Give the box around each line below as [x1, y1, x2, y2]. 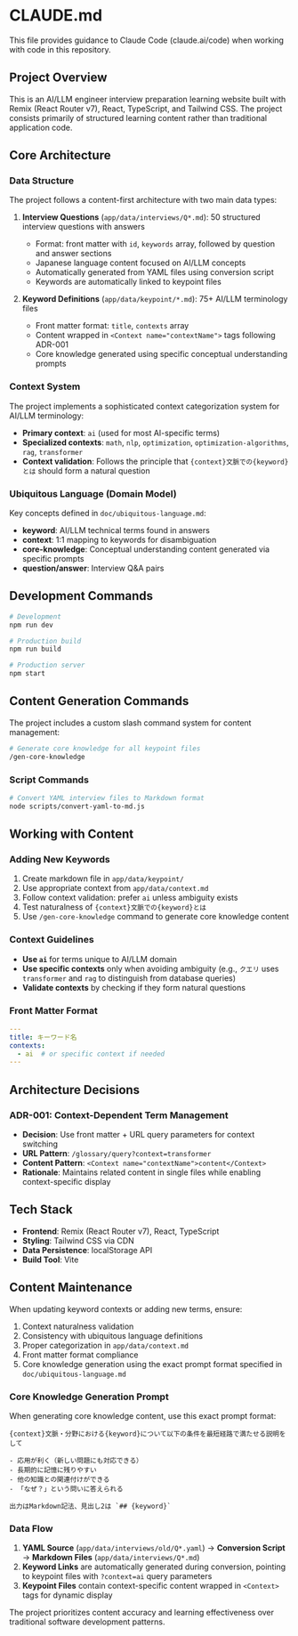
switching [21, 1138, 59, 1149]
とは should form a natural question [21, 465, 150, 476]
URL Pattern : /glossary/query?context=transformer [21, 1148, 212, 1159]
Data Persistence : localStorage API [21, 1244, 153, 1255]
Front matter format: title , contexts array [35, 320, 189, 331]
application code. [9, 122, 73, 133]
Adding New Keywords [9, 854, 110, 866]
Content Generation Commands [9, 693, 189, 709]
